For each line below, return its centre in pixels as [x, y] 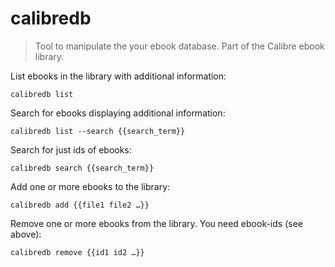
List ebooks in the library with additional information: [118, 76]
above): [26, 234]
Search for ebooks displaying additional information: [118, 113]
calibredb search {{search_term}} [82, 168]
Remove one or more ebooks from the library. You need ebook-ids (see [156, 223]
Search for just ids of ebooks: [71, 149]
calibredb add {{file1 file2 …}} [80, 205]
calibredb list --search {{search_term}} [98, 131]
